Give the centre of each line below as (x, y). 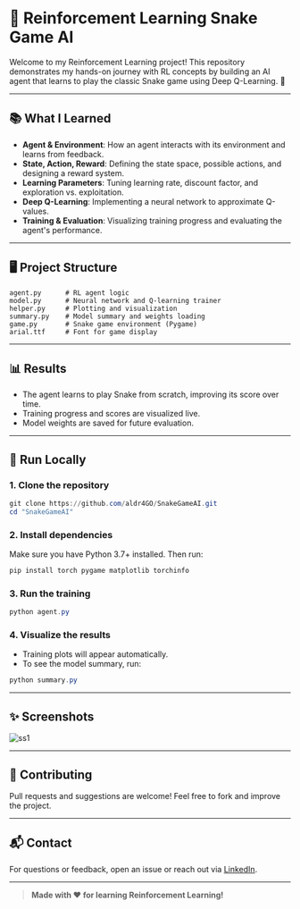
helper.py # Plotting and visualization (93, 308)
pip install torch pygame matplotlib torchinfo (100, 571)
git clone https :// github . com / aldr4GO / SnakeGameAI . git (113, 504)
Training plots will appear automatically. (95, 654)
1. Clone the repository (59, 484)
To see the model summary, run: (82, 664)
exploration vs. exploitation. (73, 192)
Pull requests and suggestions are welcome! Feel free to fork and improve (145, 795)
